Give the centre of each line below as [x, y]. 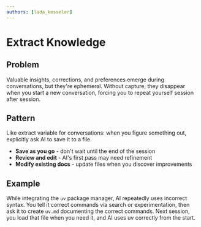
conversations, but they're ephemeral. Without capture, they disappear [96, 86]
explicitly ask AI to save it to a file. [49, 140]
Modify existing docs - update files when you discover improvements [104, 164]
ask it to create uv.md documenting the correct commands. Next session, [98, 211]
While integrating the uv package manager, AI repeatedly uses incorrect [97, 198]
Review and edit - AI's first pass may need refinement [84, 158]
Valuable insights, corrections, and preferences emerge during [85, 80]
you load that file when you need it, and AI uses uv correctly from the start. [101, 218]
